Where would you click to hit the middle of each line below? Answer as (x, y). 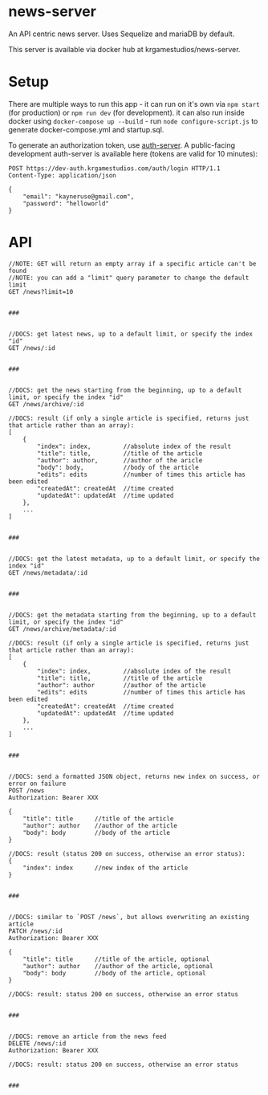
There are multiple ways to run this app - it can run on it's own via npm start (134, 104)
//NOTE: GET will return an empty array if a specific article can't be (132, 263)
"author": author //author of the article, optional (118, 966)
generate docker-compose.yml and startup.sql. (86, 129)
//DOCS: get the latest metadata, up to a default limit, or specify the (134, 559)
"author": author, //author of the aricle (120, 460)
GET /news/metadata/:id (48, 572)
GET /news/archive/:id (46, 404)
